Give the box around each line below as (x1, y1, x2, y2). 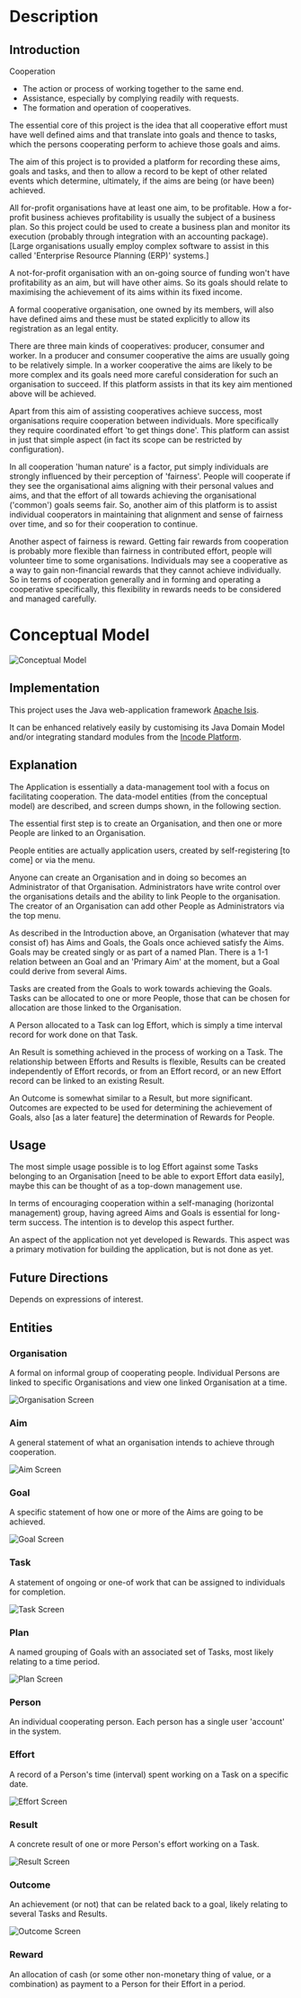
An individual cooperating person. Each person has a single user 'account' (9, 1717, 285, 1727)
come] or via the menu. (9, 854, 96, 865)
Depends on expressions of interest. (9, 1294, 144, 1305)
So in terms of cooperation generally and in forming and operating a (9, 574, 261, 585)
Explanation (9, 758, 78, 773)
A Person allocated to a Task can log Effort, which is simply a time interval (9, 1019, 283, 1030)
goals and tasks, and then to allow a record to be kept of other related (9, 166, 268, 176)
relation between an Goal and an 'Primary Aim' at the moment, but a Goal (9, 955, 280, 967)
